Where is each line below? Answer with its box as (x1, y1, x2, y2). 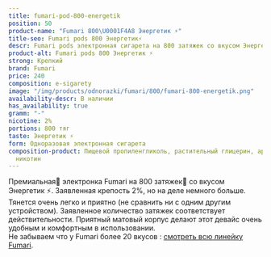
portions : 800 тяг (8, 124, 70, 133)
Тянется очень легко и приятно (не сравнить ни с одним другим (8, 197, 231, 207)
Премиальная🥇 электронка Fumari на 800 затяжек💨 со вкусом (8, 177, 225, 187)
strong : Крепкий (8, 57, 63, 65)
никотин (15, 154, 42, 162)
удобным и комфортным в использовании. (8, 223, 156, 233)
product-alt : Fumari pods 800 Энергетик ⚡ (8, 49, 153, 57)
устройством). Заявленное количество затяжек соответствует (8, 206, 226, 216)
